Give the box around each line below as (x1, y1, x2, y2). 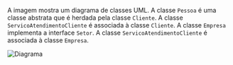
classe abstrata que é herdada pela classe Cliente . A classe (7, 13, 183, 22)
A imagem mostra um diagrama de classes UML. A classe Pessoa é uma (7, 6, 217, 14)
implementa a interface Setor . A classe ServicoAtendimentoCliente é (7, 28, 207, 37)
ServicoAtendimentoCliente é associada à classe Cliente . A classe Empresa (7, 21, 226, 29)
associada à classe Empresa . (7, 36, 89, 45)
